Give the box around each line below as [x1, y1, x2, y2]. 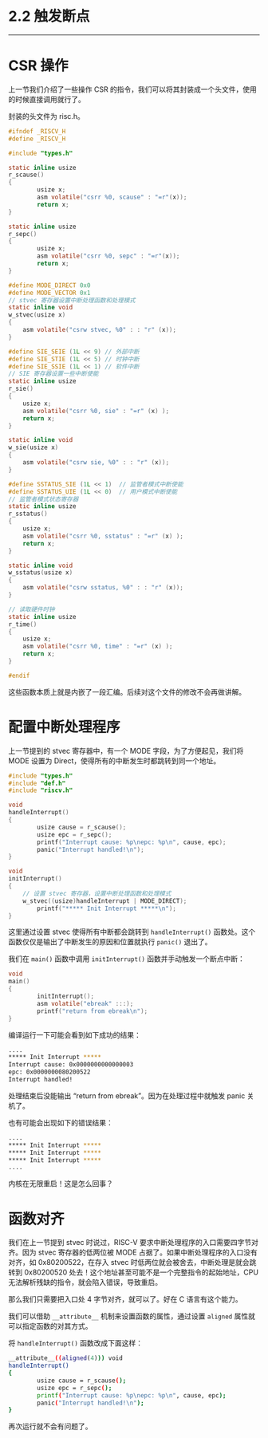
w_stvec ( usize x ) [8, 311, 66, 319]
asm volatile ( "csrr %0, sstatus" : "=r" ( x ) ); [22, 532, 183, 540]
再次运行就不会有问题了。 [8, 1421, 93, 1432]
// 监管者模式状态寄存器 [8, 495, 79, 503]
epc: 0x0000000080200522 [8, 1068, 91, 1077]
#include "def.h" [8, 779, 66, 787]
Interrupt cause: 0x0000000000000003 [8, 1061, 134, 1069]
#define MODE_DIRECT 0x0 [8, 281, 91, 290]
